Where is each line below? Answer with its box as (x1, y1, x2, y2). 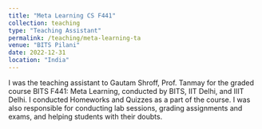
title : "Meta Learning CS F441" (8, 11, 116, 20)
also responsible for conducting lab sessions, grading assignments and (8, 103, 243, 112)
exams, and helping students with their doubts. (8, 111, 163, 121)
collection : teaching (8, 19, 81, 27)
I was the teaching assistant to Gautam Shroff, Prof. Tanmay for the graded (8, 77, 254, 88)
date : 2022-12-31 (8, 49, 66, 57)
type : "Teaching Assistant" (8, 26, 102, 34)
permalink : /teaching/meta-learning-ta (8, 33, 141, 42)
